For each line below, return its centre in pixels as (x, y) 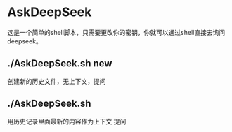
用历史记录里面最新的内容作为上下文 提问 (67, 121)
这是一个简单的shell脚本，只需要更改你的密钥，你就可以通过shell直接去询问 (116, 32)
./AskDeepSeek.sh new (60, 64)
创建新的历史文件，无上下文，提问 (57, 81)
